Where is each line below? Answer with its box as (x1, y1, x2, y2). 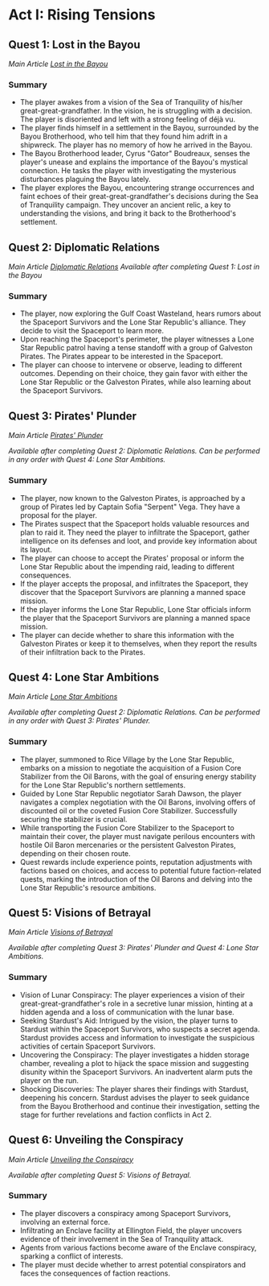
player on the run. (19, 1075, 79, 1085)
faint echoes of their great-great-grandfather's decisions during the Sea (19, 192, 259, 201)
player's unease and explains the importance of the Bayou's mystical (19, 157, 248, 167)
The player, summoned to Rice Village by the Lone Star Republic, (19, 755, 234, 764)
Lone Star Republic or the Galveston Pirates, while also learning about (19, 377, 251, 387)
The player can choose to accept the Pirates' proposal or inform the (19, 553, 245, 563)
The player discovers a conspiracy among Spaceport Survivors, (19, 1208, 231, 1218)
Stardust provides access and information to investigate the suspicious (19, 1032, 255, 1042)
